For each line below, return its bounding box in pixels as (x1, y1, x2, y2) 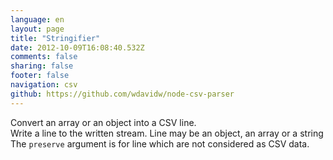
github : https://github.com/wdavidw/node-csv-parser (10, 89, 235, 99)
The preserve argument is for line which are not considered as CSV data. (10, 137, 310, 150)
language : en (10, 14, 65, 25)
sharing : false (10, 61, 74, 71)
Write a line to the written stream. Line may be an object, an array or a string (10, 127, 324, 139)
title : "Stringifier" (10, 33, 101, 43)
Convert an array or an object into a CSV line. (10, 116, 197, 128)
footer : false (10, 71, 70, 81)
